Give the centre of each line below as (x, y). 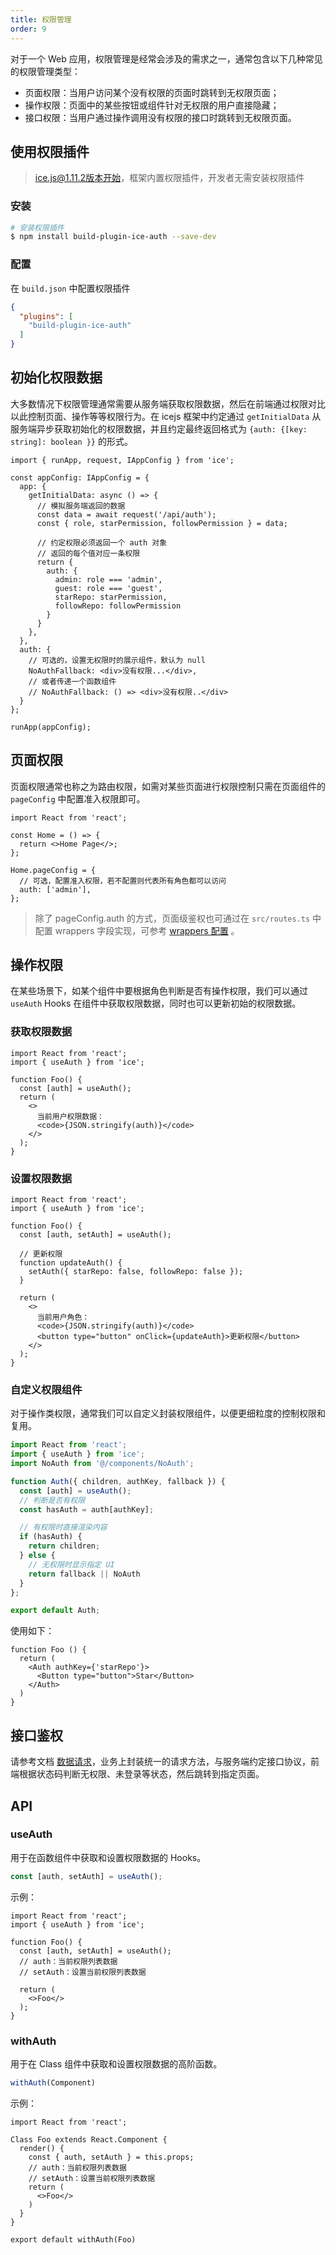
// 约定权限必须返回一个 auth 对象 (102, 542)
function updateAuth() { (71, 1263)
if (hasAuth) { (51, 1537)
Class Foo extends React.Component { (89, 2139)
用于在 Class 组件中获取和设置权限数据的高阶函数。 (116, 2064)
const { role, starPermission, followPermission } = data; (162, 523)
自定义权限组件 (46, 1389)
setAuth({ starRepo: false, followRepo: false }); (136, 1272)
